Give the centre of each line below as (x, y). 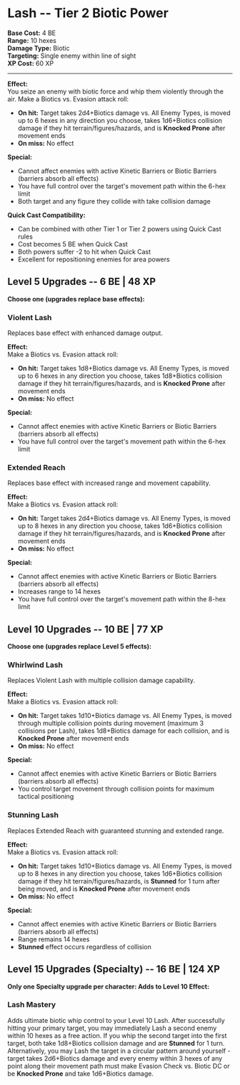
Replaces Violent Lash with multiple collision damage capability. (101, 681)
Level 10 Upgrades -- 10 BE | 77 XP (85, 629)
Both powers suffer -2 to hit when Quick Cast (84, 251)
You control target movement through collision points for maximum (116, 789)
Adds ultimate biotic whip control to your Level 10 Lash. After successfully (116, 1020)
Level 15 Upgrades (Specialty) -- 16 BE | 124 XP (114, 969)
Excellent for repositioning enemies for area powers (94, 259)
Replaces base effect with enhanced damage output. (85, 333)
